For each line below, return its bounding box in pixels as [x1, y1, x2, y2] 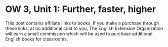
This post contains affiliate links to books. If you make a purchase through [5, 20, 159, 26]
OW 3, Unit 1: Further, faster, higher [5, 3, 156, 15]
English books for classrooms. [5, 36, 68, 42]
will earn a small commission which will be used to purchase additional [5, 30, 153, 36]
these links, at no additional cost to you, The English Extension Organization [5, 25, 163, 31]
